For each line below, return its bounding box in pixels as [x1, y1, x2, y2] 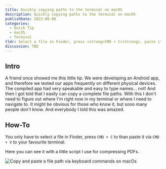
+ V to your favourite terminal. [5, 139, 66, 145]
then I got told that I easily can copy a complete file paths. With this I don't [5, 91, 157, 97]
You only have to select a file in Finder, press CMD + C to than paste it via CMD [5, 134, 160, 140]
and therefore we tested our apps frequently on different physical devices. [5, 80, 157, 86]
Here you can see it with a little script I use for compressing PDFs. [5, 149, 139, 155]
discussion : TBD [5, 44, 39, 49]
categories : [5, 21, 30, 26]
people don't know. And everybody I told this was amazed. [5, 106, 124, 112]
